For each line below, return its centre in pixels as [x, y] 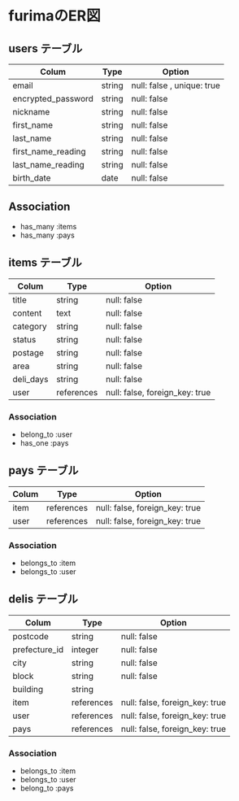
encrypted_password [53, 99]
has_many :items [48, 226]
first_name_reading [50, 152]
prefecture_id [38, 649]
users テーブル [46, 48]
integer [85, 649]
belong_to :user [46, 434]
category [30, 326]
